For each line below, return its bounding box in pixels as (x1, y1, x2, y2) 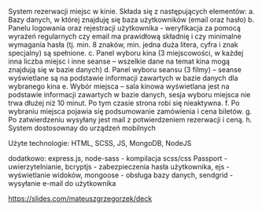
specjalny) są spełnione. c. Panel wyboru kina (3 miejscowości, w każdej (8, 49, 244, 57)
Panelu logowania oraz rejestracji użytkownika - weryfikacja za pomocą (8, 24, 242, 32)
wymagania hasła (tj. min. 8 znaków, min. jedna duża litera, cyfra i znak (8, 40, 238, 49)
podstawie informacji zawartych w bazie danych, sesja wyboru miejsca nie (8, 90, 251, 99)
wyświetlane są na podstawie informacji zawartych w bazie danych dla (8, 74, 238, 82)
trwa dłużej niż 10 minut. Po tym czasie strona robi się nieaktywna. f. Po (8, 98, 240, 107)
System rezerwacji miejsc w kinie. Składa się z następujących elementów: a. (8, 7, 255, 16)
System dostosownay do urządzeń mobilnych (8, 123, 156, 133)
